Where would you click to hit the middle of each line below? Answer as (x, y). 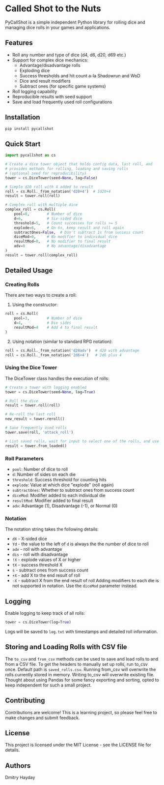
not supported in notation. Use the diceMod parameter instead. (75, 586)
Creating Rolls (22, 284)
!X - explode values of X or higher (46, 560)
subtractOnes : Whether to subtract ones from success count (73, 490)
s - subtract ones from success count (50, 570)
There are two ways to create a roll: (41, 295)
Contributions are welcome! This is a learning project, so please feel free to (81, 712)
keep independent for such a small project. (48, 685)
